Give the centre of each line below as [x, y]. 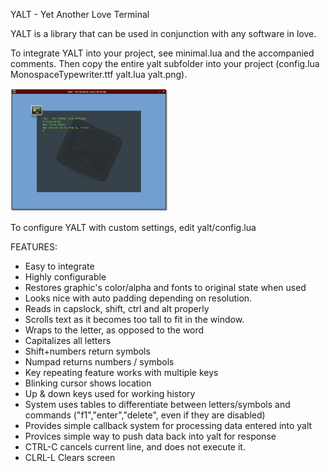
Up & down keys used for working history [110, 393]
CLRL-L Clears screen [70, 457]
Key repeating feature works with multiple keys [121, 372]
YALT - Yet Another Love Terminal [80, 14]
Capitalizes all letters [68, 340]
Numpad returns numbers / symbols [99, 361]
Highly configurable [65, 276]
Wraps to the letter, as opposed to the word [114, 330]
